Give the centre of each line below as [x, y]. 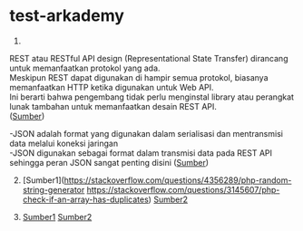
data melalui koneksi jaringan [64, 143]
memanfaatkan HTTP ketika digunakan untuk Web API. [112, 87]
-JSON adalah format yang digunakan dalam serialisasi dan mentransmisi [147, 133]
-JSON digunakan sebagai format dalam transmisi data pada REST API [141, 153]
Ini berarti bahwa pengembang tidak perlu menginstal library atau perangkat [152, 97]
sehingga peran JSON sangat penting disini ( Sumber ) [109, 162]
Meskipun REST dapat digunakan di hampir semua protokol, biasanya [139, 77]
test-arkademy [67, 16]
